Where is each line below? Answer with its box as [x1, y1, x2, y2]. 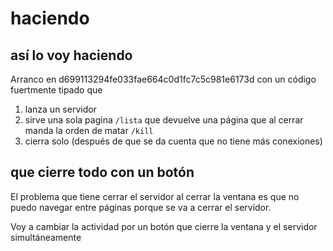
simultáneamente [10, 231, 82, 243]
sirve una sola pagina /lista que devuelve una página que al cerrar [24, 114, 304, 126]
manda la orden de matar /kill [24, 125, 154, 136]
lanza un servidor [24, 103, 97, 115]
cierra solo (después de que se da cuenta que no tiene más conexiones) [24, 135, 323, 147]
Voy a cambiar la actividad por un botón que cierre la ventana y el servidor [10, 220, 318, 232]
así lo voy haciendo [10, 47, 133, 64]
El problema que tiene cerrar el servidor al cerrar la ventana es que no [10, 190, 300, 202]
